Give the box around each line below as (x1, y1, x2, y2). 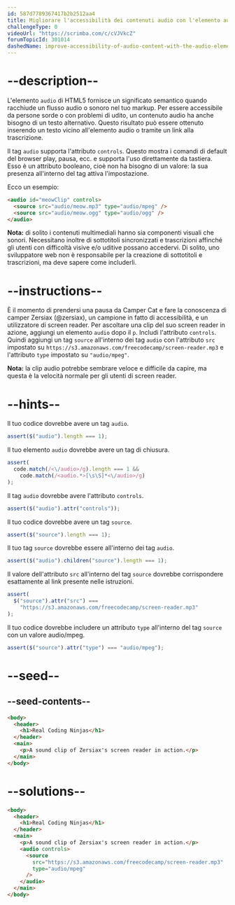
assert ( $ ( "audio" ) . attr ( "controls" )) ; (7, 505, 120, 512)
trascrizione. (7, 133, 43, 141)
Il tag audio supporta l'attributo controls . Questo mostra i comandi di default (7, 146, 227, 155)
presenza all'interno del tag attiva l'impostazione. (7, 169, 149, 177)
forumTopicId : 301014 (7, 36, 71, 43)
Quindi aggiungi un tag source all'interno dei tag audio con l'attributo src (7, 336, 215, 344)
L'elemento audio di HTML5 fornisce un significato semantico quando (7, 96, 208, 104)
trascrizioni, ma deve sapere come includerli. (7, 258, 137, 267)
